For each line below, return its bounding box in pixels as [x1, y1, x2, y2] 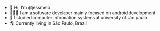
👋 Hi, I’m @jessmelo [9, 5, 51, 10]
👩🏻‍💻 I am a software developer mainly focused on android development [9, 10, 156, 15]
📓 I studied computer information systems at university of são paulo [9, 15, 148, 20]
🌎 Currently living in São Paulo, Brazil [9, 20, 87, 26]
